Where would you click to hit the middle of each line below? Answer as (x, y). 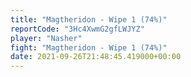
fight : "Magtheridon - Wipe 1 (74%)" (89, 47)
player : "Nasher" (46, 38)
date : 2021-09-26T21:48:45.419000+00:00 (96, 57)
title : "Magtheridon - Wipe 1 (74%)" (89, 19)
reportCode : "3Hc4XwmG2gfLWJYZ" (77, 29)
